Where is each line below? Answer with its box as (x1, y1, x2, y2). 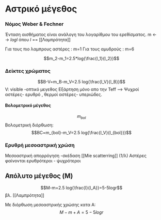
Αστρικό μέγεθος (5, 3, 77, 15)
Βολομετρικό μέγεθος (5, 103, 51, 109)
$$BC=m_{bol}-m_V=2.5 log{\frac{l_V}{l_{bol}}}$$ (31, 129, 132, 135)
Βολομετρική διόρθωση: (5, 122, 54, 128)
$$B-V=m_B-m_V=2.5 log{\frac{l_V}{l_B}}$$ (37, 79, 126, 84)
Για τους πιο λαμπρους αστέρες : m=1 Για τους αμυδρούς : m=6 (5, 46, 134, 52)
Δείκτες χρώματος (5, 68, 51, 75)
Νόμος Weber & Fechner (5, 21, 64, 28)
